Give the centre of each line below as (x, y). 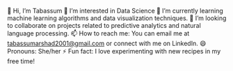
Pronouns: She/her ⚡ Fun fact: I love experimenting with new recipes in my (114, 51)
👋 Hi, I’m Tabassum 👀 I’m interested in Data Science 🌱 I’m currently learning (115, 11)
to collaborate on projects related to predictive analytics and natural (104, 25)
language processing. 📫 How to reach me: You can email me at (98, 33)
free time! (21, 61)
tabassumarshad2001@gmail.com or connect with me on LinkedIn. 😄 (107, 43)
